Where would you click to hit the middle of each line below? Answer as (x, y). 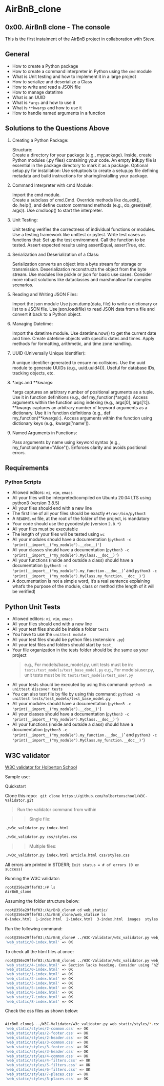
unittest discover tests (37, 690)
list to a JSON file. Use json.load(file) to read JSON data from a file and (83, 309)
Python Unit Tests (33, 607)
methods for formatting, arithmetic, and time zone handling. (72, 344)
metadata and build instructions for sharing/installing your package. (80, 175)
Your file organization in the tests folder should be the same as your (80, 650)
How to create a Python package (45, 66)
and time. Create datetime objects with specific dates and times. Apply (83, 338)
